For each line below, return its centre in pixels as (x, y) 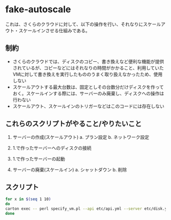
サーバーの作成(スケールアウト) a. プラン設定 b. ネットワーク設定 (81, 137)
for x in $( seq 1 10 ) (28, 199)
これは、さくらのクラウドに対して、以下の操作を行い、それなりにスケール (83, 24)
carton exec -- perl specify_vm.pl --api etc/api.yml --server (74, 209)
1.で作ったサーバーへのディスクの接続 (52, 148)
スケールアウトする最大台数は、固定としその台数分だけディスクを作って (88, 87)
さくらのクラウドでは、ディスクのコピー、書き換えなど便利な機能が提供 (88, 61)
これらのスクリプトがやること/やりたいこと (74, 124)
